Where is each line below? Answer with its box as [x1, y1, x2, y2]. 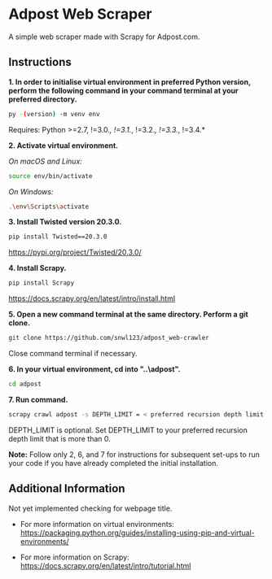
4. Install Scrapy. [8, 263, 67, 273]
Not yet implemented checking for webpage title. [8, 503, 173, 513]
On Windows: [8, 186, 54, 196]
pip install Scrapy [8, 279, 75, 287]
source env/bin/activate [8, 172, 93, 180]
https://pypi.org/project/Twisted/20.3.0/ [8, 247, 143, 257]
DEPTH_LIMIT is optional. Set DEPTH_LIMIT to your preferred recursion [8, 424, 248, 435]
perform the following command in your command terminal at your [8, 85, 239, 95]
